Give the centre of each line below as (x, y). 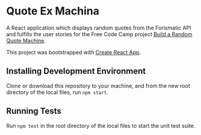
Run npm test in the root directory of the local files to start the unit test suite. (101, 125)
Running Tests (34, 111)
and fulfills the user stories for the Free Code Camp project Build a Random (99, 34)
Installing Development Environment (76, 71)
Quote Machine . (26, 40)
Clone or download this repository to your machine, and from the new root (98, 86)
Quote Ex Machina (53, 11)
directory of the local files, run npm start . (57, 92)
